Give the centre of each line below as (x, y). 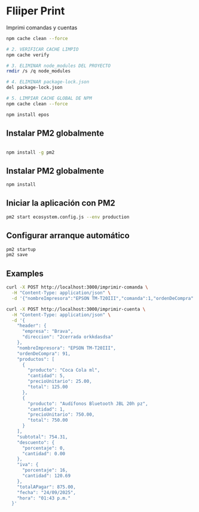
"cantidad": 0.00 (44, 453)
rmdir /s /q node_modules (38, 71)
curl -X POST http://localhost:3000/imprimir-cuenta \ (76, 309)
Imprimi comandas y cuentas (42, 27)
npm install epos (28, 115)
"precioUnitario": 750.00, (61, 415)
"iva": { (28, 465)
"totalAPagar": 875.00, (47, 487)
